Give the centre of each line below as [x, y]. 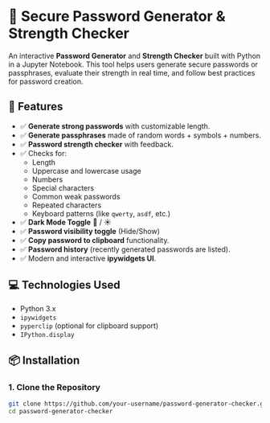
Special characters [63, 187]
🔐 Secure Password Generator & [117, 16]
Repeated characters [67, 205]
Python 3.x [38, 308]
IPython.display [47, 335]
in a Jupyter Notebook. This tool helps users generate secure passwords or [133, 64]
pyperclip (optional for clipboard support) [89, 326]
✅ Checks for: [43, 153]
